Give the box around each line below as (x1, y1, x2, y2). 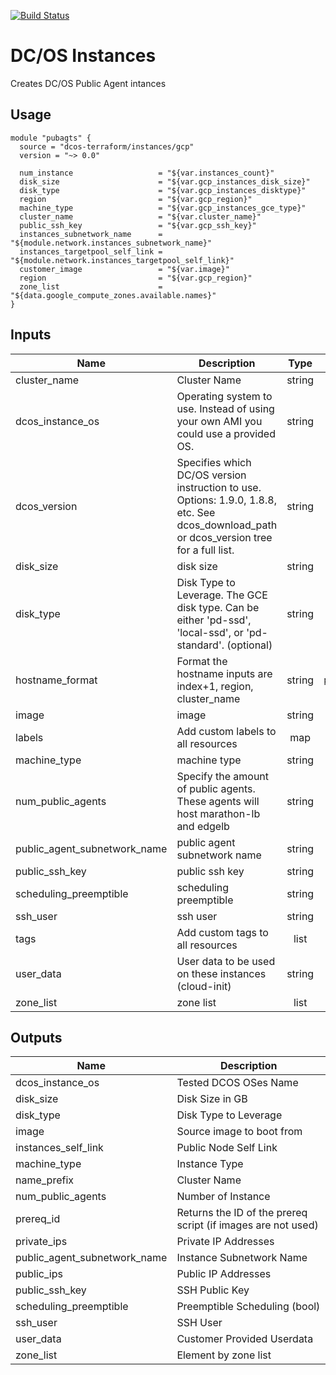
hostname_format (15, 673, 98, 687)
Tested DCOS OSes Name (176, 1076, 299, 1090)
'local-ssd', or (176, 625, 244, 639)
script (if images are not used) (176, 1218, 319, 1232)
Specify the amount (176, 769, 270, 783)
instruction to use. (176, 480, 262, 494)
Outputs (10, 1029, 63, 1046)
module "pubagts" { (10, 133, 92, 143)
